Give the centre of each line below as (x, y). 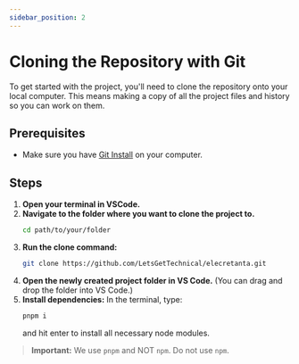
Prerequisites (47, 133)
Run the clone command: (70, 247)
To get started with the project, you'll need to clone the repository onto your (149, 87)
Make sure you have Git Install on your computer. (112, 155)
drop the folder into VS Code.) (78, 290)
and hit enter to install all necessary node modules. (116, 333)
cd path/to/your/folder (66, 230)
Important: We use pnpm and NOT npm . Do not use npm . (130, 350)
